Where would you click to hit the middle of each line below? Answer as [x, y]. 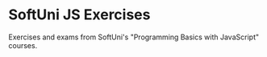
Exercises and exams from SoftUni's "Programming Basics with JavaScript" [134, 37]
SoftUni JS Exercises [79, 15]
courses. [23, 45]
